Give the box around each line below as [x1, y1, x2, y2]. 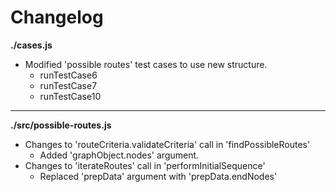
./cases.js [10, 39, 53, 51]
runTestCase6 [39, 69, 98, 81]
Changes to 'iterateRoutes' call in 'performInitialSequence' [24, 159, 266, 171]
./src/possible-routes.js [10, 119, 112, 131]
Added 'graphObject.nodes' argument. [39, 149, 200, 161]
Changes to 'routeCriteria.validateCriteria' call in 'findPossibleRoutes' [24, 138, 311, 150]
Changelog [10, 6, 104, 29]
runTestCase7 [39, 79, 98, 91]
